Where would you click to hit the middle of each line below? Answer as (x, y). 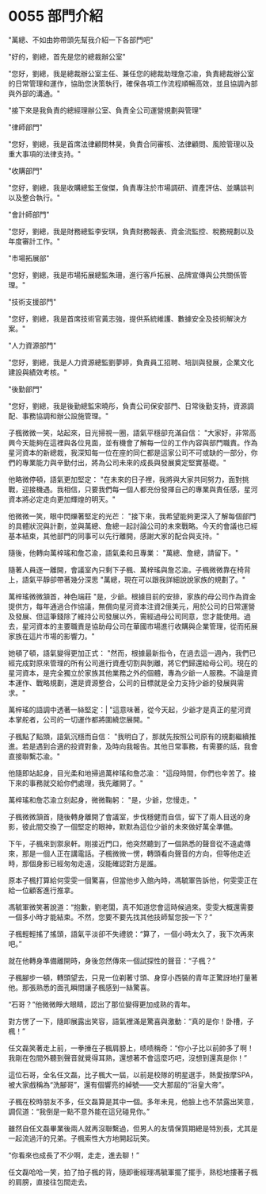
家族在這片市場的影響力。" (51, 636)
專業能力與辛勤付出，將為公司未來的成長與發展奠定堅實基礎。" (124, 462)
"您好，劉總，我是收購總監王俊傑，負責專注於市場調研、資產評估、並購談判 (131, 187)
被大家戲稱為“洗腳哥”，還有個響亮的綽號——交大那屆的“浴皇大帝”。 (118, 1084)
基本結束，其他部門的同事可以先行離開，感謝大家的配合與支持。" (114, 536)
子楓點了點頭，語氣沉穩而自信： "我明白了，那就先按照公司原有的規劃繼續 (129, 736)
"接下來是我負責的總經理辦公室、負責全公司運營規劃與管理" (105, 110)
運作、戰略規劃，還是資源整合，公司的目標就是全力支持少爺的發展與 (126, 683)
